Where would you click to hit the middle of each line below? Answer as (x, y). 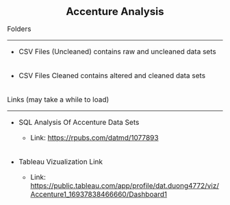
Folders (19, 29)
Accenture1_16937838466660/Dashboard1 (99, 195)
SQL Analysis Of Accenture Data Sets (79, 123)
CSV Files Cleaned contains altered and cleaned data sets (112, 75)
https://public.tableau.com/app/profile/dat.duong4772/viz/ (125, 186)
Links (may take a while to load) (58, 99)
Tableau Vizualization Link (61, 162)
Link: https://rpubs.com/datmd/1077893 (94, 138)
